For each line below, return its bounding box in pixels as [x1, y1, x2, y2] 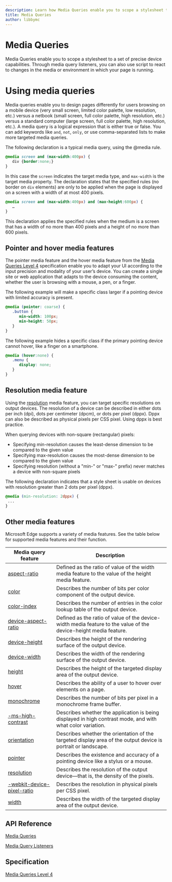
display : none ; [18, 362, 52, 368]
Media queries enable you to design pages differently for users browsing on [5, 102, 165, 108]
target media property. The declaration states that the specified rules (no [5, 178, 159, 184]
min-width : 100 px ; [18, 314, 58, 319]
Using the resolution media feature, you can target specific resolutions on [5, 400, 160, 406]
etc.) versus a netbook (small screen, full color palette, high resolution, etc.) [5, 113, 165, 119]
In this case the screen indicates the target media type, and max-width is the [5, 173, 165, 179]
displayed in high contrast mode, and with [56, 716, 157, 723]
